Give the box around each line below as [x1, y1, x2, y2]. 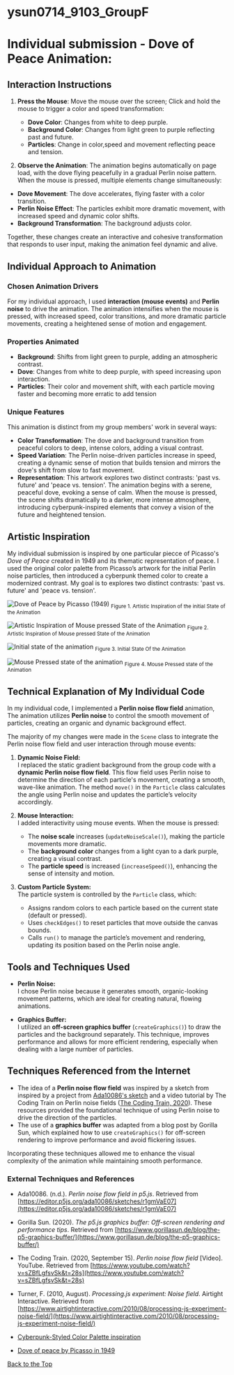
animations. [17, 1002, 51, 1010]
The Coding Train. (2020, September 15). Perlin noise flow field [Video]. [17, 1254, 223, 1263]
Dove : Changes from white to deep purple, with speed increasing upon [17, 368, 221, 376]
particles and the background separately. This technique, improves [17, 1030, 210, 1039]
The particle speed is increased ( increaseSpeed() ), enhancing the [27, 862, 218, 871]
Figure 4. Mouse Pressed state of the [124, 661, 214, 668]
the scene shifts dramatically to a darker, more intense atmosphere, [17, 496, 211, 504]
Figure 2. [187, 624, 209, 631]
